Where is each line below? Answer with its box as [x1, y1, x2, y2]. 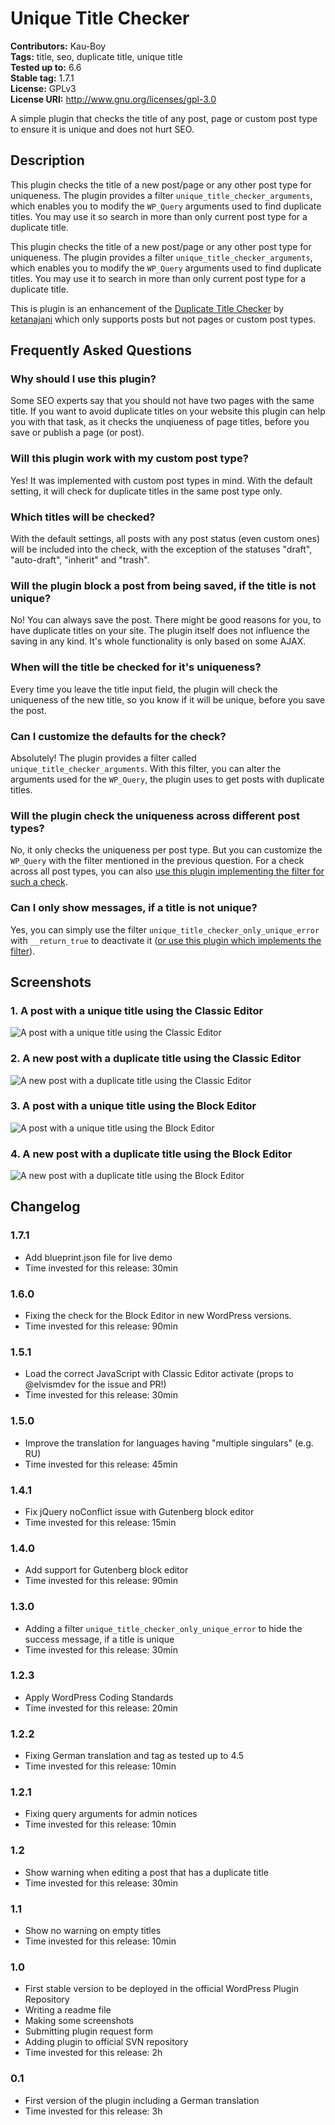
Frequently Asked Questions [10, 342, 193, 359]
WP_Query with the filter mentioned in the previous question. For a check [10, 855, 305, 867]
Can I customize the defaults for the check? [10, 729, 227, 743]
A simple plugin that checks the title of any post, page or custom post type [10, 112, 318, 124]
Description [10, 152, 85, 169]
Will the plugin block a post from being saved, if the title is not [10, 578, 317, 592]
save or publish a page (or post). [10, 427, 145, 439]
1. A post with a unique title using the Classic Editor [10, 1003, 264, 1017]
